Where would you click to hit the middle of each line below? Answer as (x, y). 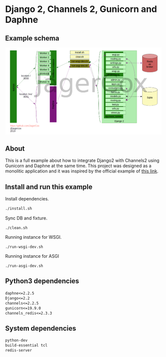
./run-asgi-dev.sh (24, 266)
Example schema (32, 38)
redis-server (19, 351)
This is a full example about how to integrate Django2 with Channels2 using (83, 161)
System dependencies (41, 328)
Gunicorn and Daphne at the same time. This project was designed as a (78, 166)
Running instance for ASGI (32, 256)
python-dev (16, 341)
